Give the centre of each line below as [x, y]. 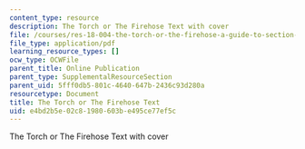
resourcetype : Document [54, 94]
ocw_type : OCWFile [44, 60]
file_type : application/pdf [63, 43]
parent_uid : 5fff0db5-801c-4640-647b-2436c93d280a [107, 85]
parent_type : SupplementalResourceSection [91, 77]
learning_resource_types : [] [64, 52]
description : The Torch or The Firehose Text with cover [119, 26]
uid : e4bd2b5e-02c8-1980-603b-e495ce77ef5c [93, 111]
